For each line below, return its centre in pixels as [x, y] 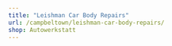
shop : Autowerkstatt [42, 30]
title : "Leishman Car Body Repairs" [69, 15]
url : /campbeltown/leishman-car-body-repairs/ [86, 23]
